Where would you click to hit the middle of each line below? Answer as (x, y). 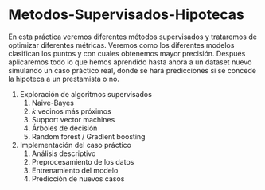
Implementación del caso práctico (75, 145)
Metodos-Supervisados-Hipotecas (127, 15)
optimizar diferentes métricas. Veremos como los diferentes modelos (121, 45)
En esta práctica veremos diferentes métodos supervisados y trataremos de (132, 37)
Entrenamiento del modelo (75, 170)
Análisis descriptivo (64, 153)
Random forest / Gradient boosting (88, 136)
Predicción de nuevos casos (78, 178)
